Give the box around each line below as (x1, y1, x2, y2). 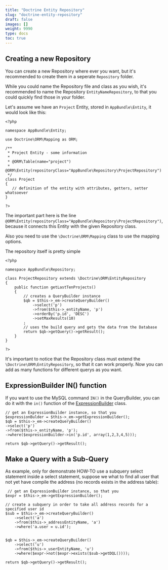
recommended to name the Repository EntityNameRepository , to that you (5, 88, 157, 94)
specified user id (5, 507, 44, 512)
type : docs (5, 31, 28, 36)
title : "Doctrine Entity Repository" (5, 7, 85, 13)
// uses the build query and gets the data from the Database (23, 324, 157, 330)
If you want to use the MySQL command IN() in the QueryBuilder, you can (5, 394, 160, 401)
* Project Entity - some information (7, 150, 87, 155)
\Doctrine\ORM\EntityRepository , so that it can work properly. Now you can (5, 361, 163, 367)
